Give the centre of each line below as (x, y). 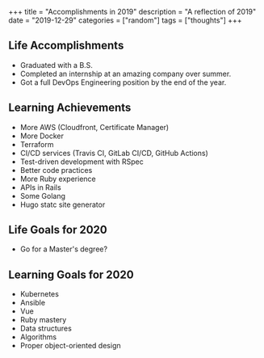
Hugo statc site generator (63, 204)
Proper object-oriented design (70, 346)
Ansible (33, 303)
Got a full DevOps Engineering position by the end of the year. (123, 82)
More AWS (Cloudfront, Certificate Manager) (94, 127)
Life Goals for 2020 (58, 230)
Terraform (37, 144)
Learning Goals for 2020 (71, 274)
